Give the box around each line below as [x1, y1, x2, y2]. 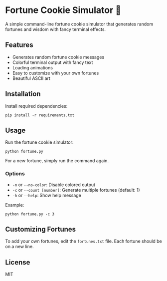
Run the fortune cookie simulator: [5, 139, 74, 145]
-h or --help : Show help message [12, 192, 81, 198]
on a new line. [5, 244, 34, 250]
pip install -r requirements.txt [5, 112, 75, 118]
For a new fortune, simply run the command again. [5, 158, 109, 164]
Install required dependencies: [5, 103, 68, 109]
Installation [5, 90, 41, 98]
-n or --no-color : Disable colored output [12, 182, 96, 188]
